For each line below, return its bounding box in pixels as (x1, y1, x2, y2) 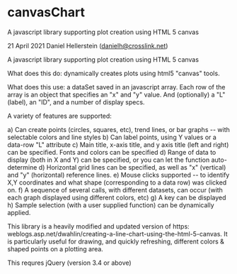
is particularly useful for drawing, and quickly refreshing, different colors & (7, 237, 225, 246)
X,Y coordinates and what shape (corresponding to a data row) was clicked (7, 178, 227, 187)
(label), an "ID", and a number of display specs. (7, 97, 145, 106)
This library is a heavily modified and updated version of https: (7, 221, 190, 231)
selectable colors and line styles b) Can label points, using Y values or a (7, 133, 217, 141)
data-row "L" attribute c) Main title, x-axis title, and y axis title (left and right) (7, 140, 229, 149)
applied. (7, 208, 31, 217)
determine (7, 163, 37, 171)
